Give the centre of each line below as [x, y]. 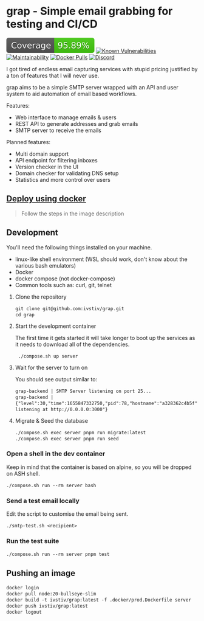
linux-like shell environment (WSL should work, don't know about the [101, 259]
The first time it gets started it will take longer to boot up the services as [105, 338]
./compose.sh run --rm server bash [51, 485]
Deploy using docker [46, 199]
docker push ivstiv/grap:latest [47, 606]
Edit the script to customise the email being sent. [67, 514]
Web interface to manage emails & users [66, 117]
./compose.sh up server [48, 356]
